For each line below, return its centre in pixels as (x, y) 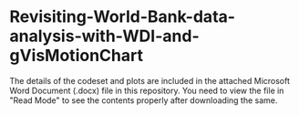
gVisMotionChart (77, 56)
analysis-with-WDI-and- (104, 36)
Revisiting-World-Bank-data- (122, 17)
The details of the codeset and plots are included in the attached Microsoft (149, 80)
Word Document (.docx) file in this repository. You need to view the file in (147, 90)
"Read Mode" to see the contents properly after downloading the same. (144, 100)
